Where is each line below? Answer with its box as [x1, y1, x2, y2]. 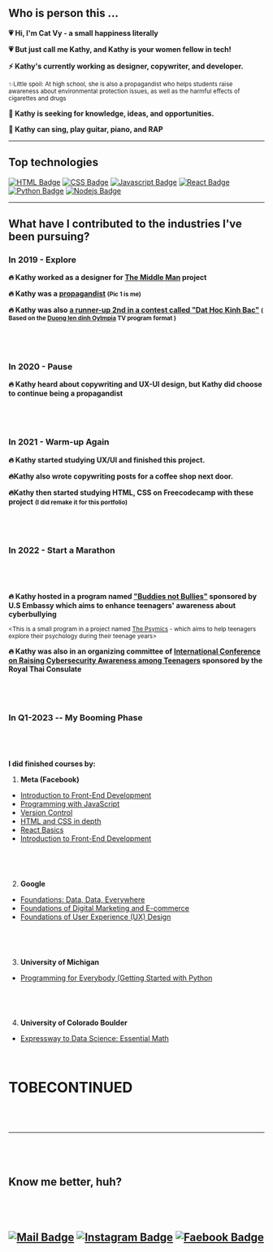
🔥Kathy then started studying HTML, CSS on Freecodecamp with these [8, 488, 254, 497]
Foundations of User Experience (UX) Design [19, 912, 171, 921]
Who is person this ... [8, 7, 119, 20]
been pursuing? [8, 230, 90, 243]
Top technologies [8, 155, 99, 169]
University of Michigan [19, 957, 100, 967]
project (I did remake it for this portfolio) [8, 497, 128, 506]
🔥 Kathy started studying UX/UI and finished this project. [8, 455, 206, 465]
